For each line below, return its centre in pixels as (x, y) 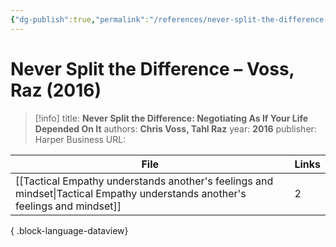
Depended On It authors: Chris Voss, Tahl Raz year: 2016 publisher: (175, 128)
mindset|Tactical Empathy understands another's (131, 193)
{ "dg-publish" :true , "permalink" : (80, 19)
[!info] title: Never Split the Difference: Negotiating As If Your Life (171, 118)
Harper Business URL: (80, 139)
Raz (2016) (56, 90)
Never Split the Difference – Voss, (152, 68)
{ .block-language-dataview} (69, 230)
